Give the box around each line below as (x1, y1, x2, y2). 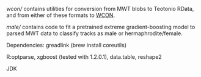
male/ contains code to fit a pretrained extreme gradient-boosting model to (6, 24, 196, 30)
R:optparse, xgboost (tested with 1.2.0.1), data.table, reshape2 (6, 53, 162, 60)
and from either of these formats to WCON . (6, 12, 115, 19)
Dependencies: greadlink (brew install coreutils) (6, 42, 127, 49)
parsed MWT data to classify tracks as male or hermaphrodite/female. (6, 30, 183, 37)
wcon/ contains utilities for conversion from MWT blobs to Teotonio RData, (6, 5, 194, 12)
